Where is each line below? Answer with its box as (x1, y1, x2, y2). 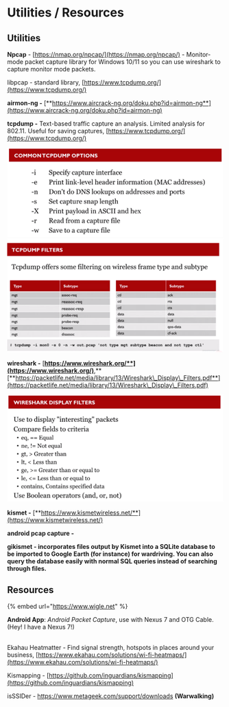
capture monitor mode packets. (7, 65, 96, 73)
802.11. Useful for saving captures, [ (7, 127, 108, 135)
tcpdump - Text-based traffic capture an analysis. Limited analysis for (7, 120, 205, 128)
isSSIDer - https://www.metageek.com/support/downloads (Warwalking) (7, 692, 215, 700)
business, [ (7, 651, 38, 659)
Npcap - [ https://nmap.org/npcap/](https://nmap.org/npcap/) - (7, 50, 185, 58)
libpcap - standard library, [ (7, 78, 84, 87)
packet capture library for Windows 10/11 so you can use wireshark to (25, 58, 221, 66)
